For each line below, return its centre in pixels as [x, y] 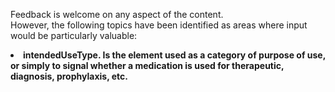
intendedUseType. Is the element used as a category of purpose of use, [174, 55]
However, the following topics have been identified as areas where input [159, 25]
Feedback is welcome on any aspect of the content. [117, 14]
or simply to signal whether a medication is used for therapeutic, [147, 65]
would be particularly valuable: [74, 35]
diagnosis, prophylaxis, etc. [69, 76]
